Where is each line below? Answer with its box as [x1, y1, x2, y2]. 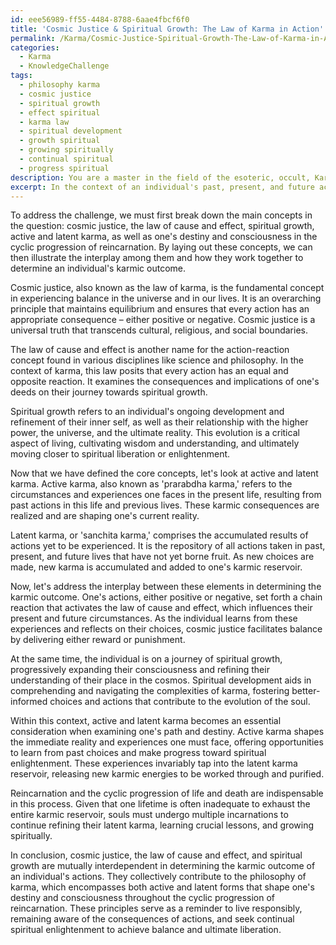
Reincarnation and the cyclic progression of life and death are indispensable [10, 787, 324, 800]
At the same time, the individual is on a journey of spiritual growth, [10, 653, 283, 665]
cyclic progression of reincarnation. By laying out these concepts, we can [10, 241, 313, 253]
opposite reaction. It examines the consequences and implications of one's [10, 376, 320, 388]
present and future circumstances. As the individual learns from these [10, 612, 298, 625]
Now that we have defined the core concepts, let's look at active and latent [10, 467, 319, 480]
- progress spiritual [19, 163, 110, 173]
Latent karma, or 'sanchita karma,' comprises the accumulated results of [10, 529, 309, 541]
